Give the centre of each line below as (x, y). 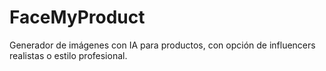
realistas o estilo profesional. (68, 55)
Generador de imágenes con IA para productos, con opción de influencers (162, 45)
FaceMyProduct (77, 17)
